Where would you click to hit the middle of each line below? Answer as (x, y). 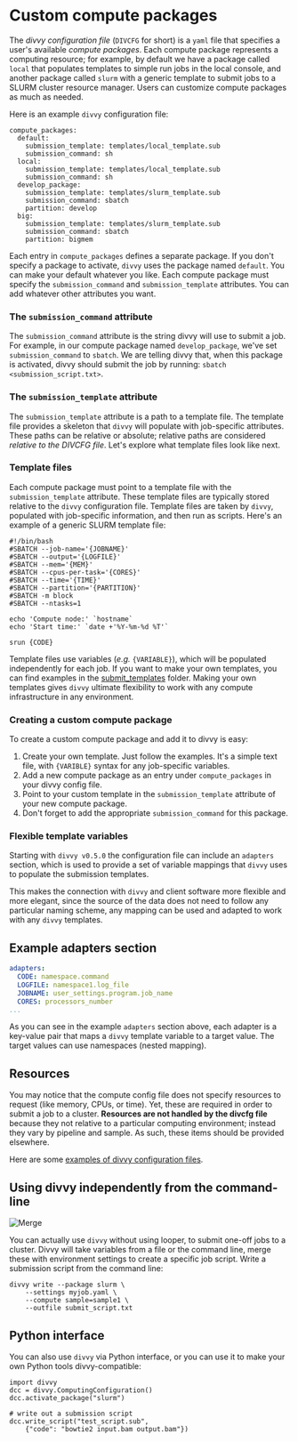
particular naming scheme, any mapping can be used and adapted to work (146, 910)
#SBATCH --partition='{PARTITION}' (75, 588)
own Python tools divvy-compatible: (76, 1365)
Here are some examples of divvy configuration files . (106, 1160)
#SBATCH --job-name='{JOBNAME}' (69, 549)
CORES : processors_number (65, 1002)
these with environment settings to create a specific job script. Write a (138, 1259)
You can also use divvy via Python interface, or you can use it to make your (147, 1357)
